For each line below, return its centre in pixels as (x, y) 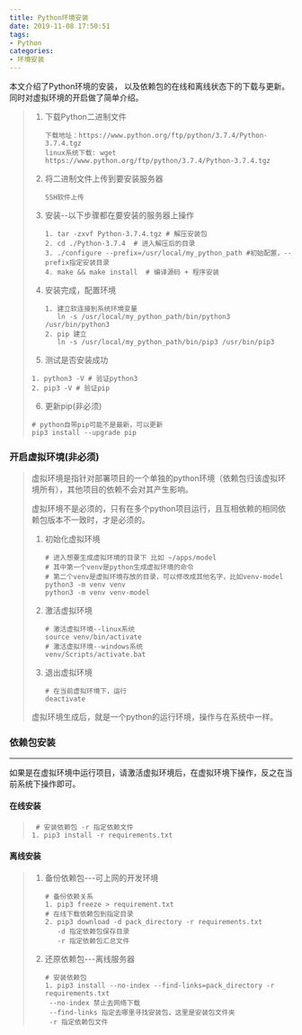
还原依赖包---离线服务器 (89, 959)
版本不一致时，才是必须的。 (98, 520)
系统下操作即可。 (49, 784)
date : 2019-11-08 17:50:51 (60, 26)
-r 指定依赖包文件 (79, 1022)
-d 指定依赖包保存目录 (93, 931)
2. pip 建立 (66, 334)
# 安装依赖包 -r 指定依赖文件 (84, 827)
